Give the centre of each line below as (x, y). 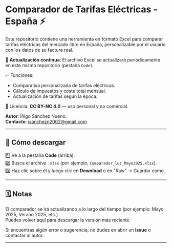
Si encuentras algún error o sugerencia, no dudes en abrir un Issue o (78, 230)
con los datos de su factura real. (39, 50)
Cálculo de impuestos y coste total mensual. (59, 91)
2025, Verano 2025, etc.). (33, 214)
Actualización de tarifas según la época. (55, 96)
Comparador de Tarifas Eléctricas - (81, 9)
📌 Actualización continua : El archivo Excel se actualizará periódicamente (83, 59)
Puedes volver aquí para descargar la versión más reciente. (68, 220)
